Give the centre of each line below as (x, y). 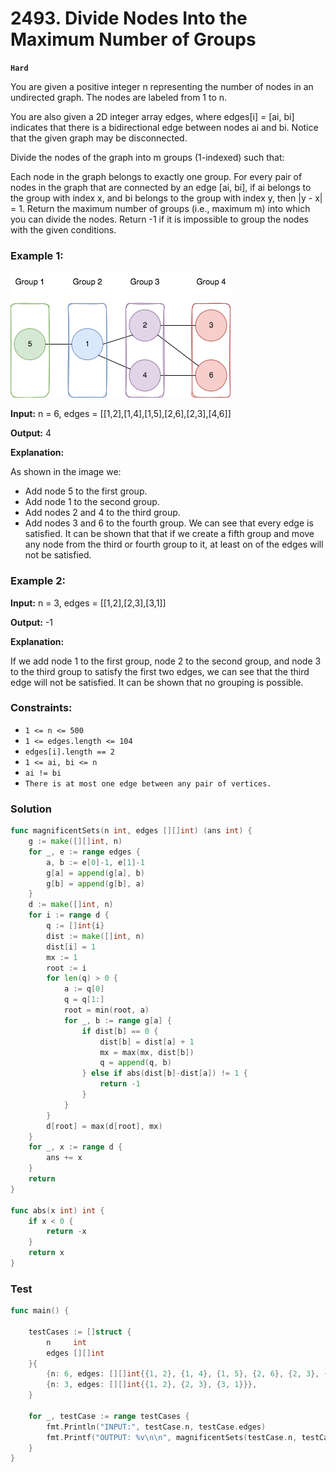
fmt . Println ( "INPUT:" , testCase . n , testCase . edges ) (156, 1427)
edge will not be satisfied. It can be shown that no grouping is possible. (157, 682)
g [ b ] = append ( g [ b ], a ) (95, 883)
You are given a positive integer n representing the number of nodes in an (162, 86)
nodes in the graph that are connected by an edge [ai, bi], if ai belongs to (161, 187)
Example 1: (37, 255)
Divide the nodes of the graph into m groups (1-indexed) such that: (147, 157)
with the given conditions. (63, 229)
